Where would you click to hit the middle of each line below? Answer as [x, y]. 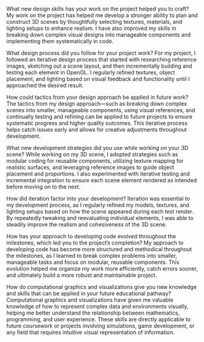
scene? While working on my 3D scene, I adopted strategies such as [92, 154]
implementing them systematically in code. [60, 41]
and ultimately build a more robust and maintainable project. [82, 275]
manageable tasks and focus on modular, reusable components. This [93, 262]
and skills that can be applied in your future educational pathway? [89, 293]
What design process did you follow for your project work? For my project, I [101, 53]
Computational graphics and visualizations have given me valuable [90, 300]
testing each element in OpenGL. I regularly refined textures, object [91, 72]
